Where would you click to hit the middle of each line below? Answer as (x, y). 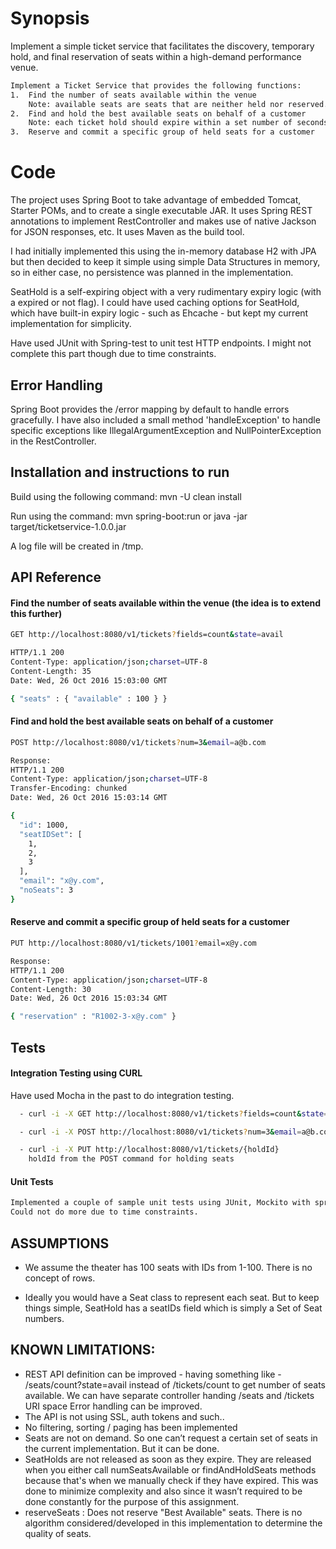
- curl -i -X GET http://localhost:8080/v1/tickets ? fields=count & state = (174, 1113)
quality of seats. (58, 1533)
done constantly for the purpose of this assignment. (132, 1501)
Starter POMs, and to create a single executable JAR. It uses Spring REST (161, 211)
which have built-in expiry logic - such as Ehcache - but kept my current (159, 313)
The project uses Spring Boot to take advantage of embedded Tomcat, (156, 200)
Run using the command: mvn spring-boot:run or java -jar (129, 516)
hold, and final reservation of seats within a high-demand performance (156, 56)
